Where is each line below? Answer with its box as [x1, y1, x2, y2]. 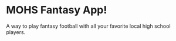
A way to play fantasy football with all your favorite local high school [6, 23, 171, 29]
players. [6, 28, 26, 35]
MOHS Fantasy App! [6, 3, 107, 17]
